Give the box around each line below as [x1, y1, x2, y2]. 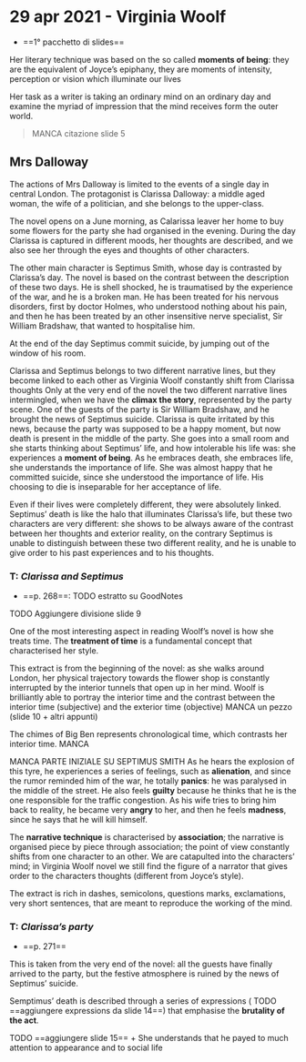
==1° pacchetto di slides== [22, 36, 125, 47]
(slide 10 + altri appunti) [9, 712, 98, 723]
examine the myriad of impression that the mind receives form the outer [9, 100, 279, 111]
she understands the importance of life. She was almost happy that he [9, 461, 273, 472]
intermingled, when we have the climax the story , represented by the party [9, 394, 292, 405]
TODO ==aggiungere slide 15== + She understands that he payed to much [9, 1033, 289, 1044]
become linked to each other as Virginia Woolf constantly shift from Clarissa [9, 375, 295, 386]
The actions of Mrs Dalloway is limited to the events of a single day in [9, 178, 270, 189]
